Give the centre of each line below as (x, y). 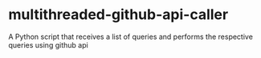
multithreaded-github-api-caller (118, 15)
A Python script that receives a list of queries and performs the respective (130, 37)
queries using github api (48, 44)
